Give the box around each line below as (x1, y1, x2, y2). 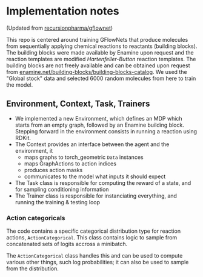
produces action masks (24, 166, 83, 173)
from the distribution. (6, 265, 59, 272)
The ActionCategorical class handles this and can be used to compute (6, 252, 183, 259)
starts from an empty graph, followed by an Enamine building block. (15, 121, 185, 128)
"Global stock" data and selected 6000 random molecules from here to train (6, 75, 196, 82)
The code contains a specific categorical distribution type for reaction (6, 227, 181, 235)
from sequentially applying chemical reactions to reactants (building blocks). (6, 42, 198, 50)
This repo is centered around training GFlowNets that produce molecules (6, 36, 188, 43)
